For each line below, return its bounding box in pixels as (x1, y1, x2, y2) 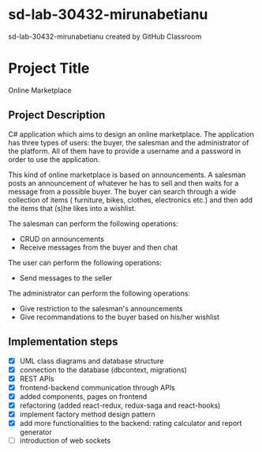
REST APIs (19, 374, 54, 383)
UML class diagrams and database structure (19, 356, 164, 365)
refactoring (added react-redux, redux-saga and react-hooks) (19, 401, 221, 410)
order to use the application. (8, 154, 100, 164)
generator (19, 428, 53, 436)
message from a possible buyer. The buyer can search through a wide (8, 186, 237, 196)
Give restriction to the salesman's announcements (19, 303, 183, 313)
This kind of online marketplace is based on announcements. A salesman (8, 170, 246, 179)
